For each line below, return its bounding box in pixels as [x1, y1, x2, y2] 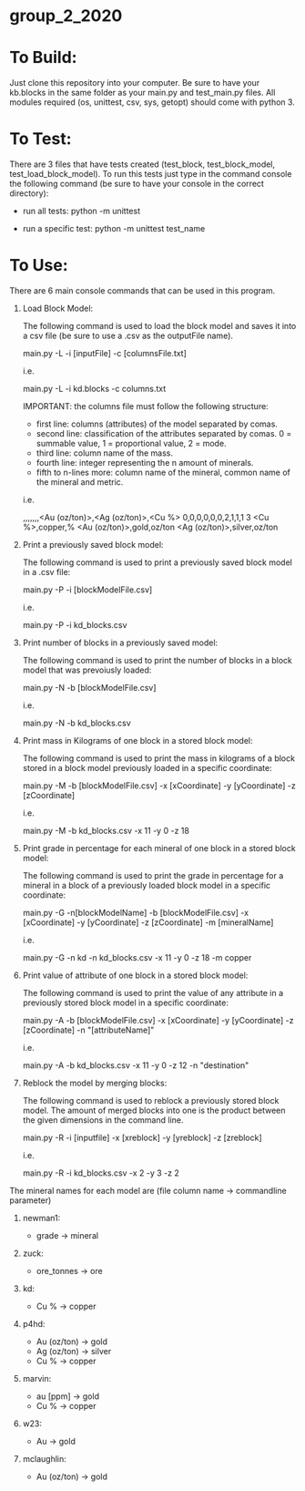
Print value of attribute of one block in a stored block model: [22, 970, 249, 981]
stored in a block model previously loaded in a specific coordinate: [22, 763, 272, 773]
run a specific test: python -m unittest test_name [22, 223, 206, 234]
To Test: [9, 129, 72, 149]
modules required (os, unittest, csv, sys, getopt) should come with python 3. [9, 97, 296, 108]
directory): [9, 188, 49, 199]
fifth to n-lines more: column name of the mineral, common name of [36, 467, 291, 478]
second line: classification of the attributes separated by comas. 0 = [36, 428, 292, 438]
